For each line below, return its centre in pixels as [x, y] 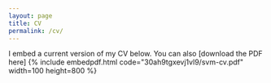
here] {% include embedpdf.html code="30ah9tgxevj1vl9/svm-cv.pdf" [126, 62]
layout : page [31, 16]
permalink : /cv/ [36, 31]
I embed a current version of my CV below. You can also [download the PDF [135, 54]
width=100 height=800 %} [53, 71]
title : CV [25, 23]
